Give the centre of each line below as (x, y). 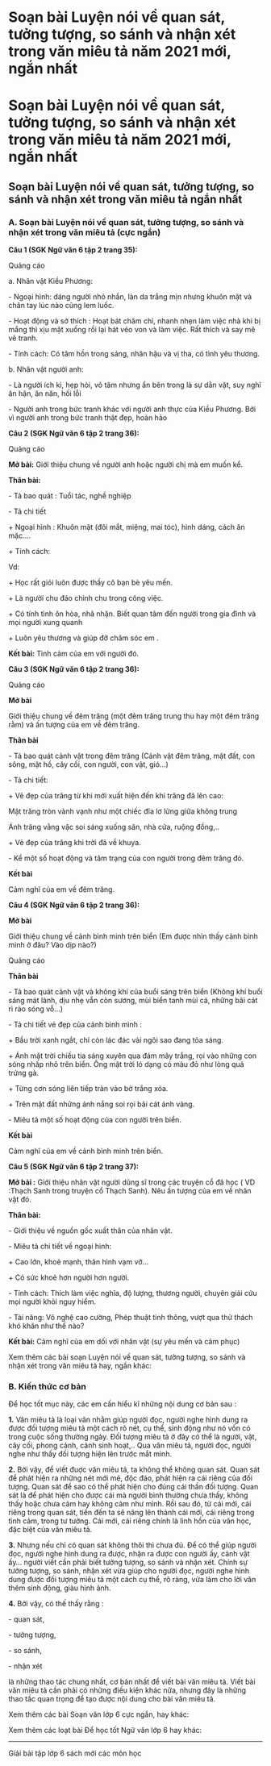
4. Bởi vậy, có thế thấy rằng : (56, 1604)
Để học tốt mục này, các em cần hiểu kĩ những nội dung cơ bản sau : (122, 1404)
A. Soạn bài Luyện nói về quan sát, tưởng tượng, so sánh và (126, 222)
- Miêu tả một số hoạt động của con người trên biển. (95, 1120)
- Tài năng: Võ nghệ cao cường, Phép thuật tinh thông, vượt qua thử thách (131, 1318)
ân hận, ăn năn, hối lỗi (45, 394)
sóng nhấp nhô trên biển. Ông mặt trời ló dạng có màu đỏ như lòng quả (126, 1064)
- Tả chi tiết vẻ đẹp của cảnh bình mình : (75, 1025)
